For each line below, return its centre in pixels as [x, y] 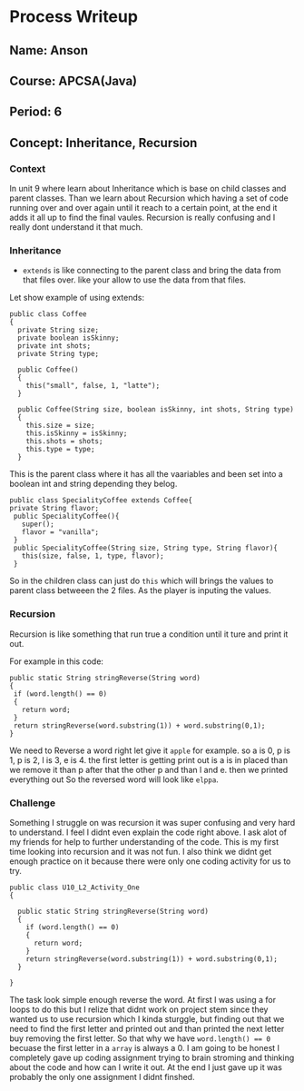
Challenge [33, 803]
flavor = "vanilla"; [60, 532]
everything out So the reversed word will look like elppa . [114, 779]
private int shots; [54, 346]
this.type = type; [60, 450]
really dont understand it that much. [76, 227]
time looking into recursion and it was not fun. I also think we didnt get [141, 851]
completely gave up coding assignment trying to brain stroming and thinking [152, 1057]
